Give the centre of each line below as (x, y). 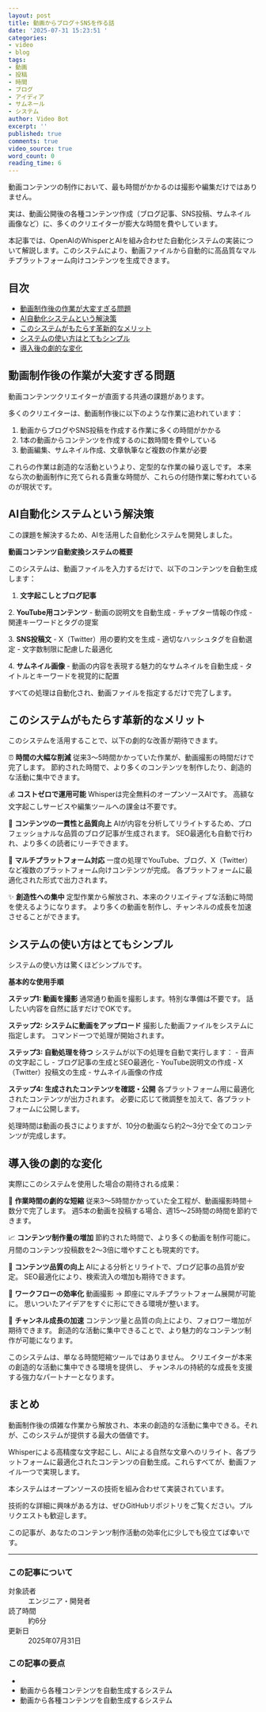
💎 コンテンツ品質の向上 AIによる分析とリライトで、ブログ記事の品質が (123, 1267)
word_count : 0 (32, 156)
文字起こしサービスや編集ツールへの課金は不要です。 (95, 806)
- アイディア (27, 97)
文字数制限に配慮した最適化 (68, 649)
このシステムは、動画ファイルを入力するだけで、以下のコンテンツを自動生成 (133, 568)
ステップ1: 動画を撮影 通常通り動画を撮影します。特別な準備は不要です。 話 (131, 999)
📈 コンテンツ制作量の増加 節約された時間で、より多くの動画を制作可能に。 (131, 1237)
